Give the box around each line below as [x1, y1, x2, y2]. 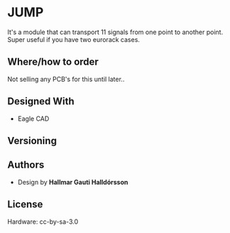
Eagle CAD [17, 114, 50, 123]
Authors [7, 159, 45, 171]
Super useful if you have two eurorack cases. [7, 35, 141, 43]
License [7, 198, 43, 210]
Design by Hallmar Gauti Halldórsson [17, 178, 128, 186]
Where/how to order [7, 56, 99, 68]
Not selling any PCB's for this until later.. [7, 75, 125, 83]
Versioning [7, 134, 57, 146]
